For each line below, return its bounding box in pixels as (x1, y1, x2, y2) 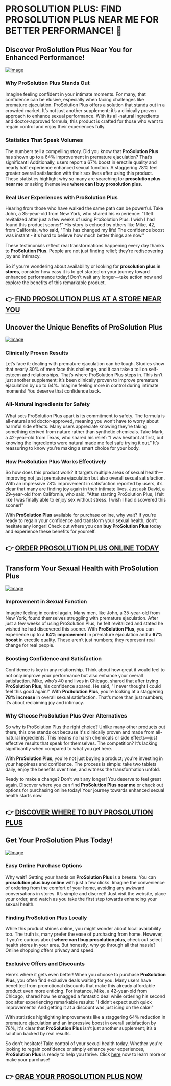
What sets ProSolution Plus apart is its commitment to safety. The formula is (5, 412, 165, 419)
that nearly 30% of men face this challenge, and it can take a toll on (5, 366, 148, 373)
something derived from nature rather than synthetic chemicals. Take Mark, (5, 428, 164, 435)
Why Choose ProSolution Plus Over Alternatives (5, 712, 127, 719)
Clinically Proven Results (5, 349, 68, 356)
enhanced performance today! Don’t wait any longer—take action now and (5, 274, 162, 280)
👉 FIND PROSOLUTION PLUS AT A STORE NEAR (5, 295, 162, 303)
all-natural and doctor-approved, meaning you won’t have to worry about (5, 418, 159, 424)
